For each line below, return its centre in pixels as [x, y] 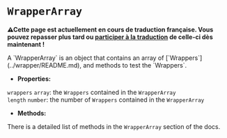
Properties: [34, 79]
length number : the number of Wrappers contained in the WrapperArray [106, 100]
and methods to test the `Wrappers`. [135, 65]
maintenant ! [26, 44]
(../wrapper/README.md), [45, 65]
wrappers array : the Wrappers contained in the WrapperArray [92, 92]
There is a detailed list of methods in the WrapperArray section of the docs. [114, 126]
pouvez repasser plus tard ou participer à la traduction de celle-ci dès [110, 37]
